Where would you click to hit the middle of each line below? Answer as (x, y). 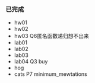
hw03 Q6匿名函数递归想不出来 (52, 36)
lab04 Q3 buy (31, 62)
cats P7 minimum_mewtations (50, 74)
